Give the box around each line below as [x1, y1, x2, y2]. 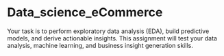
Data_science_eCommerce [7, 5, 163, 20]
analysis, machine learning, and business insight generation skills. [7, 41, 193, 49]
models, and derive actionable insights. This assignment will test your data [7, 34, 218, 42]
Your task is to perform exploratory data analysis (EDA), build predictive [7, 27, 210, 35]
